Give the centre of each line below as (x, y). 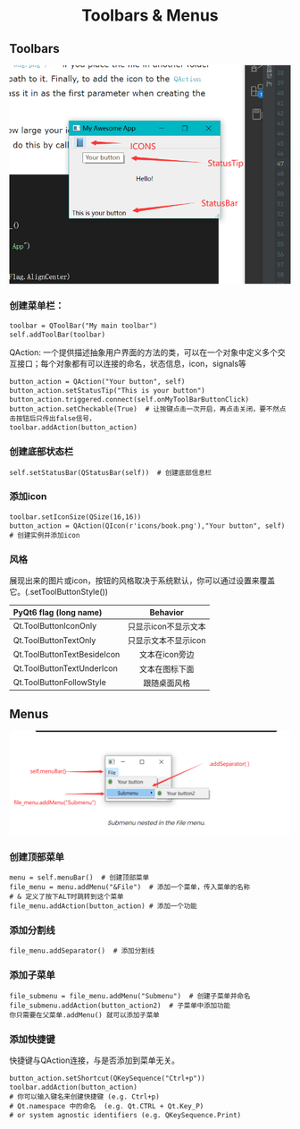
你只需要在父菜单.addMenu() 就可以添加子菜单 (84, 1015)
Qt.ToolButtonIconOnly (55, 626)
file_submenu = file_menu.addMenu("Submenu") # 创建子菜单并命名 (130, 996)
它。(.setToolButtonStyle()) (59, 592)
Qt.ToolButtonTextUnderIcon (65, 668)
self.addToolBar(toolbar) (57, 335)
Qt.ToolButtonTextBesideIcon (67, 654)
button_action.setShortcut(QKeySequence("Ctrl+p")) (107, 1078)
